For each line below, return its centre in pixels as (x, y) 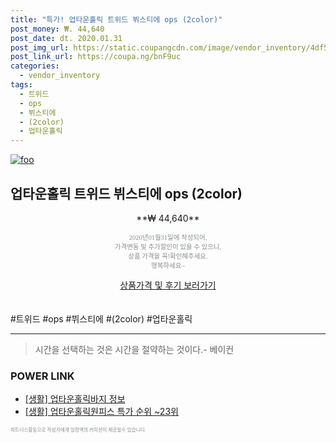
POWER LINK (42, 376)
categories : (35, 66)
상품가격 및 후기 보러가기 (168, 285)
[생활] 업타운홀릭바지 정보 (75, 399)
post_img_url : (40, 47)
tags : (21, 85)
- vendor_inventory (60, 76)
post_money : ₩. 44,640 (57, 29)
